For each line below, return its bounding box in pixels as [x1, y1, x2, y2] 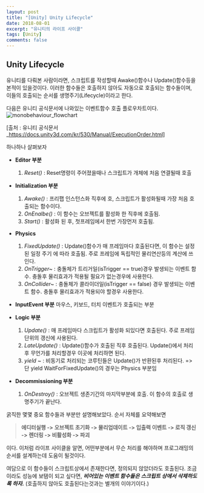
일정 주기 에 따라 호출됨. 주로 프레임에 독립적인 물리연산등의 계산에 [30, 250, 188, 257]
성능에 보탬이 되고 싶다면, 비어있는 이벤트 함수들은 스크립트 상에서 [22, 472, 177, 480]
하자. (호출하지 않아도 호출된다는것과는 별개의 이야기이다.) [12, 480, 150, 487]
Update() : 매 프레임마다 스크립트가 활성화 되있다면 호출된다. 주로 [24, 326, 179, 334]
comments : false [6, 37, 47, 43]
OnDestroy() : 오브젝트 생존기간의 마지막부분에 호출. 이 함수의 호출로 [24, 390, 187, 398]
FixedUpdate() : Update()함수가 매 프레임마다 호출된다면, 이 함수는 [24, 242, 183, 250]
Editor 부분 [15, 156, 42, 163]
